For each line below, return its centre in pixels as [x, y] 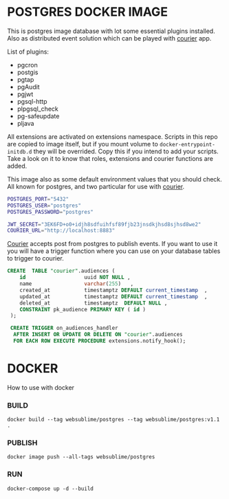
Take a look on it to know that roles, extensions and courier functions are [110, 158]
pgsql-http [32, 101]
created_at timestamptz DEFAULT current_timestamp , [113, 290]
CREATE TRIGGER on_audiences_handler [64, 328]
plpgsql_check [37, 109]
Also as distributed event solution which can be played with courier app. [109, 38]
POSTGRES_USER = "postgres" [44, 206]
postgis [28, 72]
